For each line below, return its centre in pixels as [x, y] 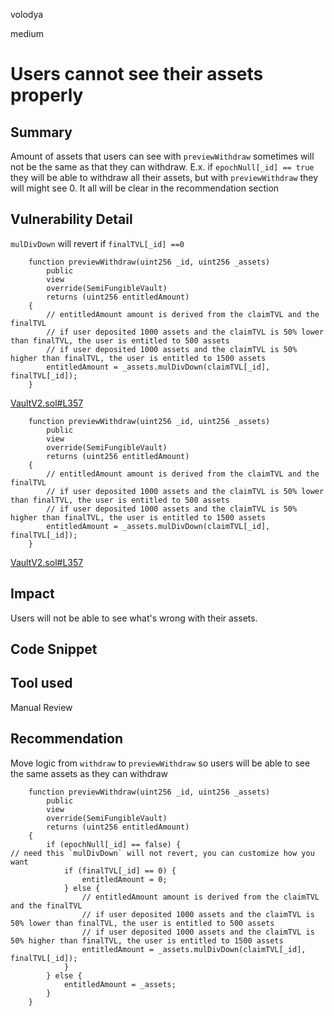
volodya [27, 14]
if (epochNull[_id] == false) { [114, 844]
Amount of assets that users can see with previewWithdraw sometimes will [162, 156]
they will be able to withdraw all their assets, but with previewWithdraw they [164, 177]
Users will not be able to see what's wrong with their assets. [134, 618]
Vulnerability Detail [71, 219]
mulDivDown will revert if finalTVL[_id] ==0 [97, 243]
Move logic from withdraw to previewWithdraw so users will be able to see [160, 763]
